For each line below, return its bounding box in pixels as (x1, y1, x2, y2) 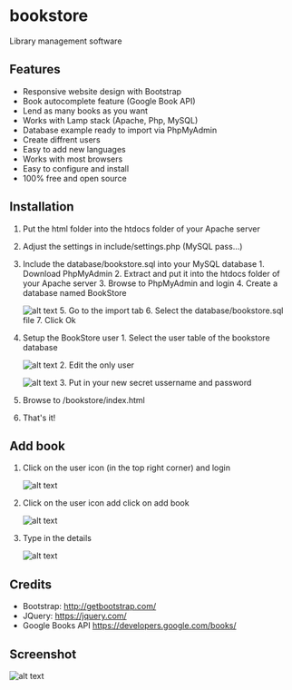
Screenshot (9, 646, 77, 662)
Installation (9, 199, 74, 214)
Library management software (9, 35, 122, 46)
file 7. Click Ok (22, 314, 77, 325)
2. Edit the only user (59, 360, 134, 370)
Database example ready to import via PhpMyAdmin (22, 124, 218, 135)
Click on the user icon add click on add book (22, 498, 190, 508)
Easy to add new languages (22, 143, 126, 154)
